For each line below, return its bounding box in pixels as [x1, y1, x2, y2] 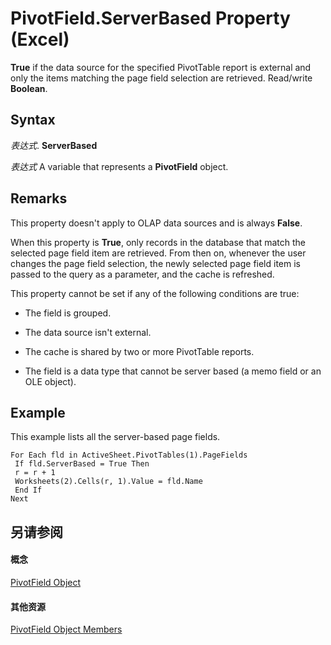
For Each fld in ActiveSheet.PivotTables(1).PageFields [10, 450, 248, 461]
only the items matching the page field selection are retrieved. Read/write [10, 72, 313, 84]
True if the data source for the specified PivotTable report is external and [10, 61, 312, 73]
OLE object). [24, 375, 77, 387]
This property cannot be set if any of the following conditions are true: [10, 287, 300, 299]
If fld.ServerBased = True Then [14, 459, 150, 469]
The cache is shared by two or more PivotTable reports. [24, 345, 255, 357]
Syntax [10, 112, 56, 129]
